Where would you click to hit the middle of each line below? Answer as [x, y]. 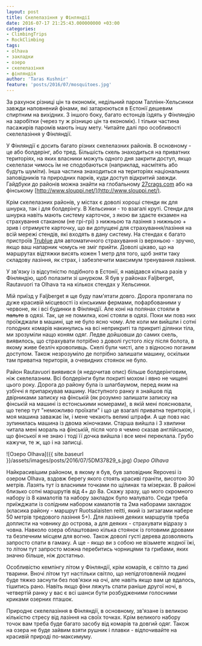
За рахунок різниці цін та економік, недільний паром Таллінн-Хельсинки [100, 102]
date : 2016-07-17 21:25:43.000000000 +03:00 [63, 23]
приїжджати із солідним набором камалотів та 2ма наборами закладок [99, 504]
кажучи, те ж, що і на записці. [45, 442]
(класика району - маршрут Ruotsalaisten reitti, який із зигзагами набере [99, 511]
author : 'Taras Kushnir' [37, 79]
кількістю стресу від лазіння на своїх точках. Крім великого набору [93, 617]
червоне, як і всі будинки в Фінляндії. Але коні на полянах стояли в [93, 309]
